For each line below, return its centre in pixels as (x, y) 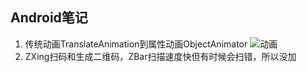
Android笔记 (49, 18)
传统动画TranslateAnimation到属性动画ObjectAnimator (136, 44)
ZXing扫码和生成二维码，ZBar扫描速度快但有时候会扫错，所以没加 (160, 56)
